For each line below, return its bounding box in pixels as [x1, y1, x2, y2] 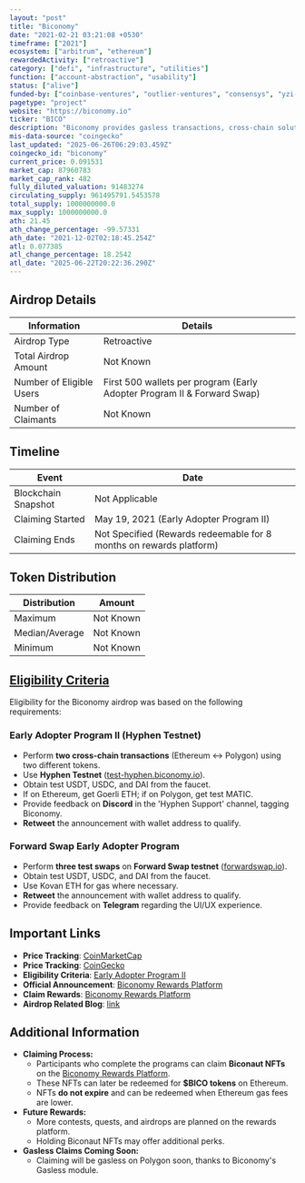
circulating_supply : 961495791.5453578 [9, 191, 161, 200]
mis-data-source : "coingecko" [9, 132, 124, 141]
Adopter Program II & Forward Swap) [103, 387, 261, 399]
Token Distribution [9, 570, 116, 585]
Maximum [14, 612, 56, 624]
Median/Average [14, 627, 84, 640]
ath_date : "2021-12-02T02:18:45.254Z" [9, 233, 156, 242]
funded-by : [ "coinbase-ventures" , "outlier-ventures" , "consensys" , [9, 89, 274, 98]
